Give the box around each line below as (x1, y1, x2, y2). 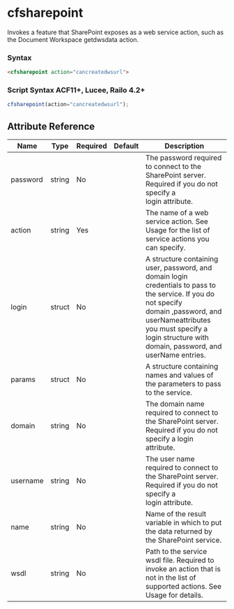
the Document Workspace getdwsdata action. (7, 35, 139, 43)
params (10, 375, 36, 385)
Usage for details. (145, 590, 203, 600)
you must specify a (145, 324, 208, 334)
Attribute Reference (7, 120, 95, 132)
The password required (145, 153, 222, 163)
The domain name (145, 399, 205, 409)
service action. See (145, 217, 209, 226)
